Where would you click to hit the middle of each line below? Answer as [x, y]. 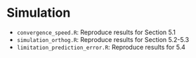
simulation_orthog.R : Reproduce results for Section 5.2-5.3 [103, 39]
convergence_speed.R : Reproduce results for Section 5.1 [96, 32]
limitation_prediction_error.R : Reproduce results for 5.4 [101, 47]
